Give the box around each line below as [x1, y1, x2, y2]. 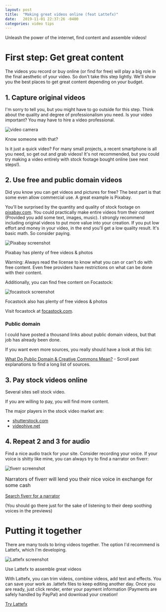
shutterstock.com [12, 417, 49, 424]
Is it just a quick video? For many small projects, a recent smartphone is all [5, 146, 157, 152]
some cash [5, 482, 31, 489]
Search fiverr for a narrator [5, 493, 60, 499]
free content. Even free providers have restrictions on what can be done [5, 264, 153, 270]
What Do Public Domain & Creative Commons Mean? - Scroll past [5, 356, 139, 362]
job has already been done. [5, 337, 61, 343]
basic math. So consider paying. [5, 230, 71, 236]
